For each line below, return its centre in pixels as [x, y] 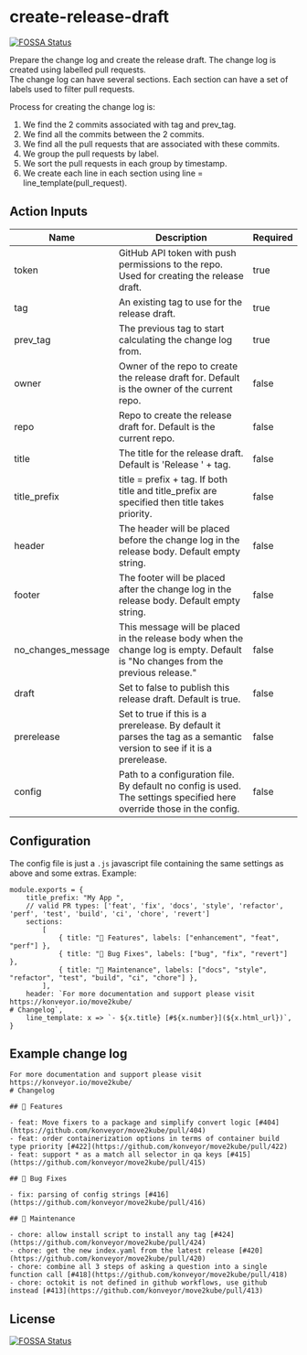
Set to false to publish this [174, 687]
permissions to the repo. [171, 264]
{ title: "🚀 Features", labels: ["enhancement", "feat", [169, 938]
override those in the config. [179, 809]
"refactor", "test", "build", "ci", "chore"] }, [104, 978]
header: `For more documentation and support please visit [141, 994]
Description [181, 237]
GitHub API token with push [177, 253]
